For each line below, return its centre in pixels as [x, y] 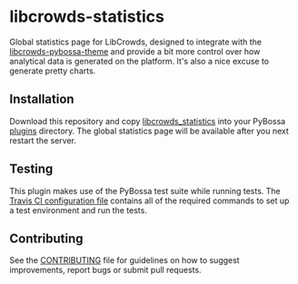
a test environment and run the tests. [78, 210]
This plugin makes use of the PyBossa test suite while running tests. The [145, 191]
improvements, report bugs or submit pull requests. [105, 270]
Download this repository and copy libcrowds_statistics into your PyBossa [148, 121]
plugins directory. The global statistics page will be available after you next [149, 131]
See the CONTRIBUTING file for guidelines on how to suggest [124, 260]
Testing [31, 169]
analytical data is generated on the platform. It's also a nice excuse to [139, 61]
